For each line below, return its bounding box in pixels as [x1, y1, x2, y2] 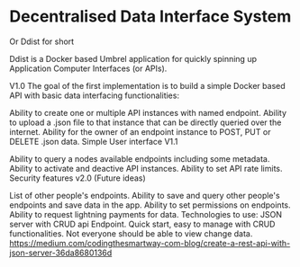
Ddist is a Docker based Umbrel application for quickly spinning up [9, 53, 257, 64]
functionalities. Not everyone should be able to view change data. [9, 227, 253, 239]
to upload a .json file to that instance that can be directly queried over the [9, 117, 282, 128]
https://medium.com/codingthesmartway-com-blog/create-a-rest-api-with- [9, 237, 291, 248]
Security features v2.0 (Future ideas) [9, 173, 146, 183]
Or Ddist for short [9, 36, 75, 47]
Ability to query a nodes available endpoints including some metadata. [9, 153, 270, 164]
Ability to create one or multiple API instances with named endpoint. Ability [9, 107, 286, 118]
